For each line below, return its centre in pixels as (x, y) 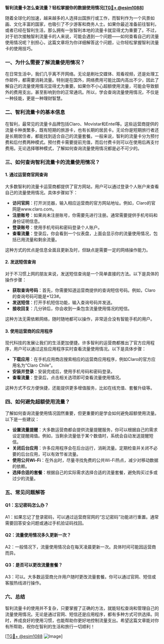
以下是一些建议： (22, 419)
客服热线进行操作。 (24, 582)
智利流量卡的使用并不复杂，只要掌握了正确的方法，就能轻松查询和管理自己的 (82, 608)
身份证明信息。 (27, 221)
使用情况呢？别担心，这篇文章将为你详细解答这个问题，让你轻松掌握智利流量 (82, 42)
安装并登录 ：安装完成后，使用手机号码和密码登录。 (63, 372)
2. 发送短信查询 (20, 262)
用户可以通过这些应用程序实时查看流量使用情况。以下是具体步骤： (80, 349)
